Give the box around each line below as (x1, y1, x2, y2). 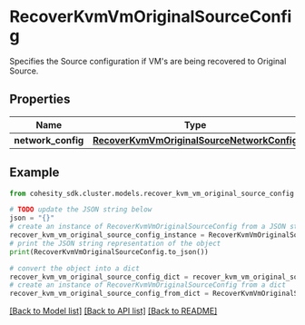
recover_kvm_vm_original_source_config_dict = (9, 272, 189, 281)
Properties (9, 92, 71, 107)
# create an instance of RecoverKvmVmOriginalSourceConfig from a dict (9, 281, 286, 290)
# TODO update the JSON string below (9, 205, 152, 214)
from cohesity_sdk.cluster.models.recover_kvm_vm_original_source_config (9, 189, 295, 198)
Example (9, 165, 60, 181)
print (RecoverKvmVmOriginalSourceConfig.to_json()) (9, 247, 209, 256)
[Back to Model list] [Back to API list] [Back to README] (9, 306, 218, 317)
